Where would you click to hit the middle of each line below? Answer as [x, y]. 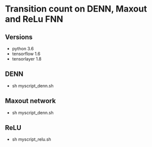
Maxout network [30, 101]
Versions [19, 37]
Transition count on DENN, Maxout [76, 9]
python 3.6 [23, 49]
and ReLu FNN [34, 19]
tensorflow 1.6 [26, 54]
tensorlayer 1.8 [27, 59]
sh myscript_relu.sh [32, 139]
